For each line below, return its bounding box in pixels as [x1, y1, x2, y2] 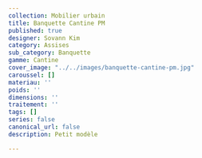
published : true [8, 26, 62, 34]
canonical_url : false [8, 123, 81, 131]
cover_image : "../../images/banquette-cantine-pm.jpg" [8, 64, 195, 72]
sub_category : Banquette [8, 49, 91, 57]
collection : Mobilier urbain [8, 11, 105, 20]
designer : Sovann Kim [8, 34, 81, 42]
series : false [8, 116, 56, 124]
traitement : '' [8, 101, 59, 109]
